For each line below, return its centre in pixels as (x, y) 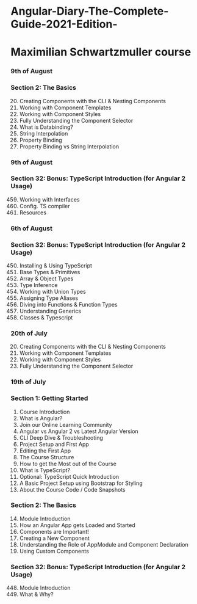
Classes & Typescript (46, 318)
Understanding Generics (50, 311)
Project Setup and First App (54, 444)
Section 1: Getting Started (49, 398)
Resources (33, 213)
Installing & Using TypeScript (56, 266)
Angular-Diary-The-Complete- (90, 11)
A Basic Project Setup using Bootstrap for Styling (81, 483)
